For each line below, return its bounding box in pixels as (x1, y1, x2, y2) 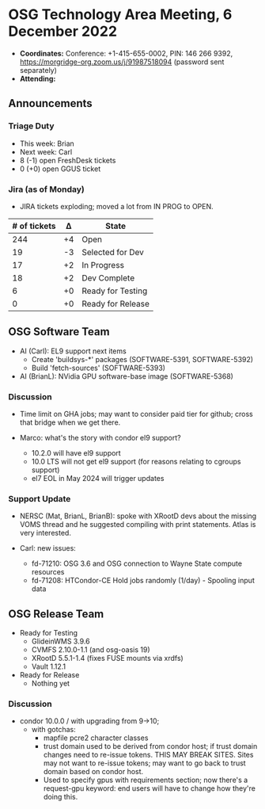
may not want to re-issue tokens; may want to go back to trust (43, 758, 247, 768)
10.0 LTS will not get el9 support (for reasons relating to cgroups (31, 457, 241, 467)
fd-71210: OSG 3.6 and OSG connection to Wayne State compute (31, 559, 243, 568)
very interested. (19, 529, 71, 538)
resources (31, 567, 65, 577)
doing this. (43, 792, 78, 802)
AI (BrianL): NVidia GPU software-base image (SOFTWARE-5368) (19, 371, 233, 381)
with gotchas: (31, 725, 77, 735)
